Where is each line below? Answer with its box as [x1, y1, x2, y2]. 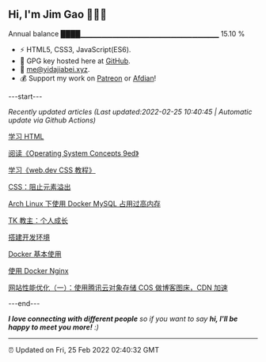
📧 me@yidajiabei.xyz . [19, 64, 90, 74]
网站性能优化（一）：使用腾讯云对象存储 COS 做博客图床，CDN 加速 [8, 282, 228, 292]
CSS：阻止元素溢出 [8, 182, 71, 191]
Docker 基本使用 [8, 249, 62, 258]
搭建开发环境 [8, 232, 50, 242]
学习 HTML [8, 131, 44, 141]
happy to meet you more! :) [8, 322, 99, 332]
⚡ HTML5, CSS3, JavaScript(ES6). [19, 44, 131, 54]
